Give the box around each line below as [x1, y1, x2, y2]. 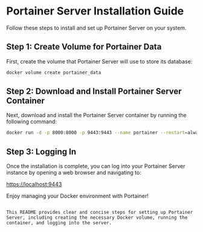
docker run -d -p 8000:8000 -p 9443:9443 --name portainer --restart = [6, 130, 188, 136]
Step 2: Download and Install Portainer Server [6, 86, 182, 97]
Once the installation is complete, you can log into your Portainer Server [6, 163, 185, 170]
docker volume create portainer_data [6, 69, 101, 76]
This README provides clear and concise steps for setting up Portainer [6, 210, 193, 216]
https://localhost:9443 [6, 181, 62, 188]
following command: [6, 118, 57, 125]
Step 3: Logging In [6, 146, 77, 156]
